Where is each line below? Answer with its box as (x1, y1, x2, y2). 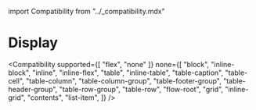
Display (8, 34, 59, 51)
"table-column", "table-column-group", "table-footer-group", (26, 76, 222, 85)
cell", (8, 76, 25, 85)
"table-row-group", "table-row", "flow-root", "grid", (59, 84, 224, 94)
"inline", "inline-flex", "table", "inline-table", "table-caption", (32, 68, 224, 77)
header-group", (8, 84, 58, 94)
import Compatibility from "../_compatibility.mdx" (8, 7, 166, 16)
